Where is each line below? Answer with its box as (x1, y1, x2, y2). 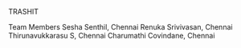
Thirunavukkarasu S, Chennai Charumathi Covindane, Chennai (8, 31, 215, 40)
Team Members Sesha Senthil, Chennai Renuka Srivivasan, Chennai (8, 22, 233, 31)
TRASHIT (8, 7, 39, 16)
